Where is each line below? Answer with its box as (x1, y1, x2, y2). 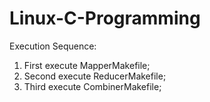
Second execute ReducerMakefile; (23, 70, 167, 82)
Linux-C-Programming (9, 7, 201, 30)
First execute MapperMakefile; (23, 59, 151, 71)
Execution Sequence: (9, 40, 97, 52)
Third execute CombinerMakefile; (23, 80, 162, 92)
